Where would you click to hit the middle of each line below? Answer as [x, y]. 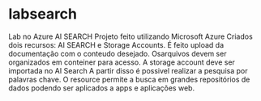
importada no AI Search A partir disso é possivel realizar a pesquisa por [128, 70]
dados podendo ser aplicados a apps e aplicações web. [102, 88]
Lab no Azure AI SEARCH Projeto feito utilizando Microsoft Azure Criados [130, 36]
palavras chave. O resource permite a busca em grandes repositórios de [129, 79]
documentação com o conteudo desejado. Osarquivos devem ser [118, 53]
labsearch [43, 14]
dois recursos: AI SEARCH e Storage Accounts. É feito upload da [116, 44]
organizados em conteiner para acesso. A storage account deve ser [122, 62]
